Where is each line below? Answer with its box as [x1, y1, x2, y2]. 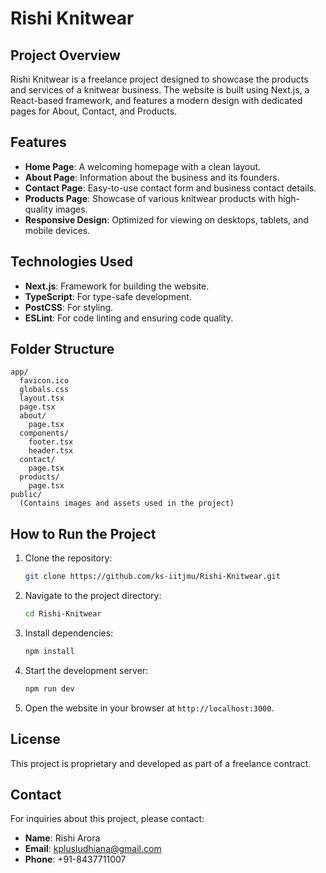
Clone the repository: [24, 552, 113, 564]
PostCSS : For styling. [24, 301, 114, 313]
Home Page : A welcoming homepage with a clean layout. [24, 160, 262, 172]
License [10, 731, 61, 748]
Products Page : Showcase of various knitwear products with [24, 192, 277, 204]
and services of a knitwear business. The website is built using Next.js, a [10, 84, 310, 96]
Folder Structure [10, 341, 115, 358]
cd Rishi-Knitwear [24, 609, 102, 619]
